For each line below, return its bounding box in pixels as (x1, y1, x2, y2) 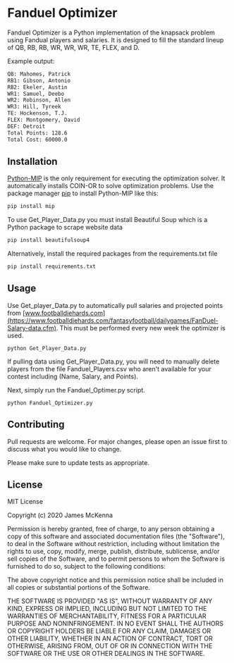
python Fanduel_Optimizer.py (7, 399, 93, 407)
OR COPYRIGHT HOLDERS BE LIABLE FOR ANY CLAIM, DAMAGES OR (7, 627, 211, 636)
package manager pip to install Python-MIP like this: (7, 189, 159, 198)
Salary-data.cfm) (7, 323, 56, 332)
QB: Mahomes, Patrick (7, 70, 71, 78)
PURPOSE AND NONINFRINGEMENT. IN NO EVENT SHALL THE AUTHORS (7, 619, 224, 628)
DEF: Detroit (7, 123, 46, 130)
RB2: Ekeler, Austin (7, 83, 68, 91)
